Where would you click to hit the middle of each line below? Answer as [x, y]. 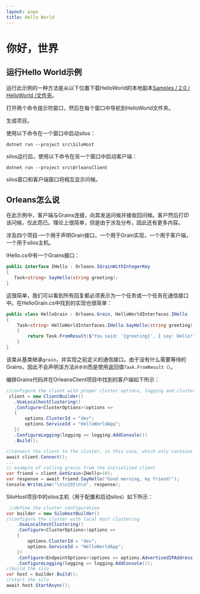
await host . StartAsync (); [38, 586]
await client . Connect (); [37, 457]
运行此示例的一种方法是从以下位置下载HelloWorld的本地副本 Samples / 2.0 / [98, 87]
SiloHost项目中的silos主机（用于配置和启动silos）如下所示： [80, 496]
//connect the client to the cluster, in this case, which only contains [100, 451]
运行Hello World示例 [44, 72]
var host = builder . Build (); [42, 574]
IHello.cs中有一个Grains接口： [43, 255]
